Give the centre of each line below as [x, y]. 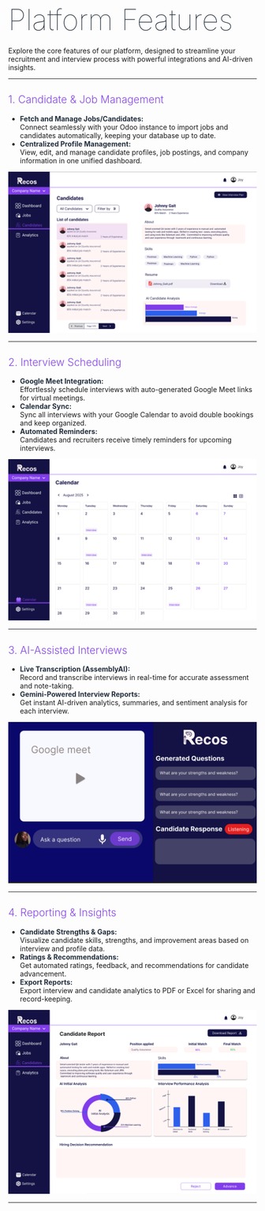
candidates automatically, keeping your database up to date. [118, 135]
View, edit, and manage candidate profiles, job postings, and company [134, 152]
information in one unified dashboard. [81, 160]
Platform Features [121, 20]
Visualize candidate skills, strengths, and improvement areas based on [134, 940]
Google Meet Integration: [62, 381]
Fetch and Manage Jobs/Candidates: [82, 118]
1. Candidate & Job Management [86, 100]
